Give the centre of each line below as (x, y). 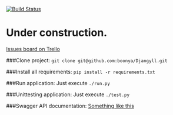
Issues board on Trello (33, 49)
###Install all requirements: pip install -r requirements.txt (81, 72)
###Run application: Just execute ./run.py (58, 83)
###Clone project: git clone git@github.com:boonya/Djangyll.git (87, 60)
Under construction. (57, 33)
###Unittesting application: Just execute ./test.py (68, 94)
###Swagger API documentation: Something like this (70, 106)
